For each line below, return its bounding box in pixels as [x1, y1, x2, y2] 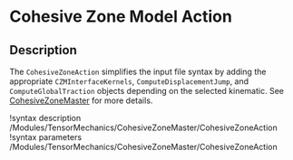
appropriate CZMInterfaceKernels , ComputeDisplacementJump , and [9, 76, 249, 87]
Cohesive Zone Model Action [9, 6, 233, 27]
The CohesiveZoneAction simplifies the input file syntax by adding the [9, 66, 267, 77]
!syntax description [9, 113, 82, 123]
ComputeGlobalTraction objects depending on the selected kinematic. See [9, 86, 284, 96]
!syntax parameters [9, 132, 83, 142]
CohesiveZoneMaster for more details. [9, 95, 153, 106]
